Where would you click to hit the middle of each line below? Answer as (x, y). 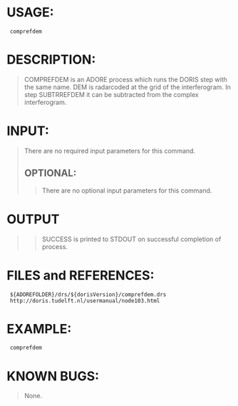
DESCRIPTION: (51, 60)
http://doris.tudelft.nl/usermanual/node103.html (85, 300)
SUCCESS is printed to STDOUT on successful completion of (131, 239)
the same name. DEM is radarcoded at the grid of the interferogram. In (127, 87)
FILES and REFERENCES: (81, 275)
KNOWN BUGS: (53, 376)
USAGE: (30, 12)
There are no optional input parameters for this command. (127, 191)
